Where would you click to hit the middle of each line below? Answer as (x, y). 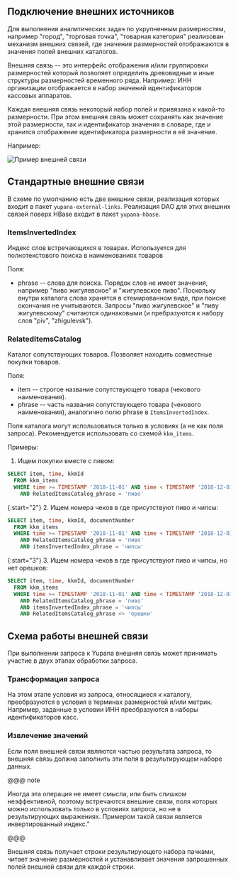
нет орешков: (28, 568)
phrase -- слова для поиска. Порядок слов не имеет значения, (113, 283)
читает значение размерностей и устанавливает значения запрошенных (118, 859)
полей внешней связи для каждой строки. (72, 867)
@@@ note (24, 780)
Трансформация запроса (53, 679)
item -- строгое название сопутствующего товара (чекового (109, 389)
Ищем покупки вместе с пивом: (66, 461)
